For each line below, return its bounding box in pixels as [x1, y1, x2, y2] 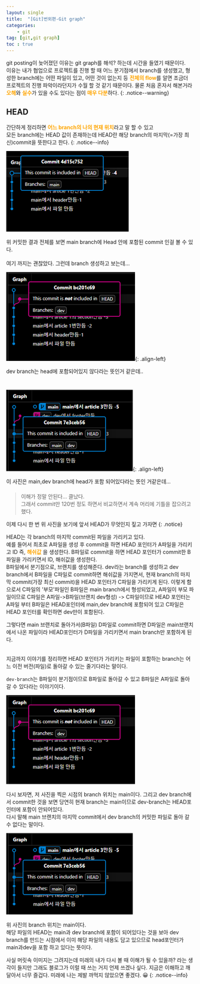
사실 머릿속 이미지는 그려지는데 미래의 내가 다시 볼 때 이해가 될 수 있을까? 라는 [6, 956, 187, 964]
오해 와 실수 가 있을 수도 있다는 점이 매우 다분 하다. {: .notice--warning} [6, 89, 170, 96]
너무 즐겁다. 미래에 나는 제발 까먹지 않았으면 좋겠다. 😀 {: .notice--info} [21, 971, 188, 979]
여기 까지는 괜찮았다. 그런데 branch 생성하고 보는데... [6, 260, 130, 267]
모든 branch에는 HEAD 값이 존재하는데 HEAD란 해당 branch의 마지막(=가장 [6, 131, 183, 138]
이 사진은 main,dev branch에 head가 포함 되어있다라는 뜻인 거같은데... [6, 477, 171, 485]
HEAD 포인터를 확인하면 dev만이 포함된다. [6, 608, 105, 615]
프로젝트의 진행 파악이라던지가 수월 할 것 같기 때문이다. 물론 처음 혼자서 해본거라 [6, 82, 193, 89]
